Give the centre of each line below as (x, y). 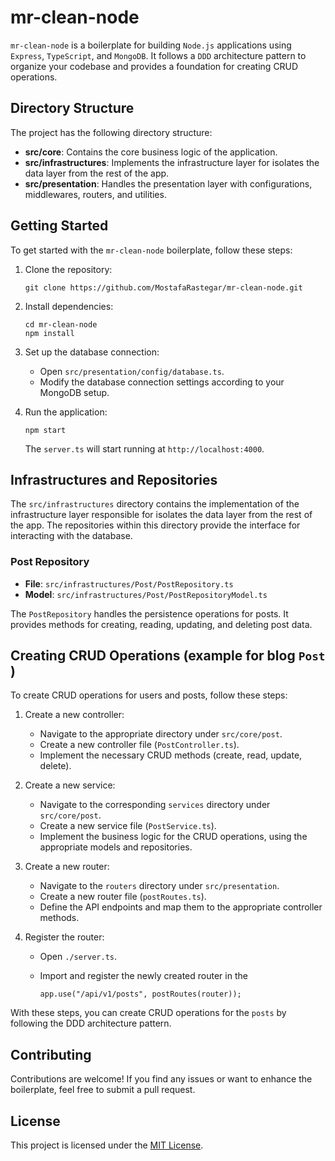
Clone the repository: (68, 269)
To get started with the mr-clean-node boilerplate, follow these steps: (151, 250)
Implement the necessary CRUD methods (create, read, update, (171, 755)
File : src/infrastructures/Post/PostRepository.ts (129, 583)
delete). (55, 766)
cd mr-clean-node (61, 324)
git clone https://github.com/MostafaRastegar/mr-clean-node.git (163, 287)
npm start (45, 430)
